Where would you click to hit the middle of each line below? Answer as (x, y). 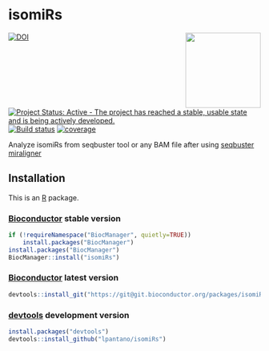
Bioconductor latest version (63, 278)
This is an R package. (44, 197)
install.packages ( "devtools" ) (59, 332)
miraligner (25, 153)
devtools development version (69, 315)
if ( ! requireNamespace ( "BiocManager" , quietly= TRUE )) (100, 235)
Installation (37, 178)
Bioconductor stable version (65, 218)
